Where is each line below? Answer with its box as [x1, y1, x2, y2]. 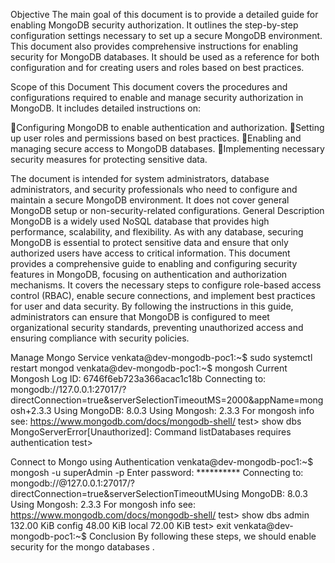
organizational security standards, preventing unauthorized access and [10, 322, 304, 333]
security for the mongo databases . [10, 541, 155, 553]
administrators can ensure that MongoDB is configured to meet [10, 311, 270, 323]
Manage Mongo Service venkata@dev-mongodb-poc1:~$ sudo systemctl [10, 352, 313, 363]
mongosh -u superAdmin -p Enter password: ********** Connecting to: [10, 467, 304, 478]
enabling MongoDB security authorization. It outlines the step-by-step [10, 19, 299, 31]
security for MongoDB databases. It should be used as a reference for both [10, 51, 320, 63]
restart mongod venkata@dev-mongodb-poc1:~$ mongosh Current [10, 362, 288, 374]
